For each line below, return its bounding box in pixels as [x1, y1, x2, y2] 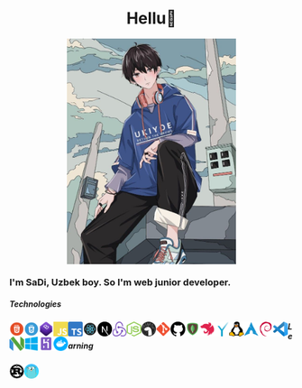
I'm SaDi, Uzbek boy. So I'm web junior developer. [9, 276, 232, 289]
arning [68, 340, 94, 351]
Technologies [9, 299, 61, 309]
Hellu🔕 [125, 8, 178, 29]
